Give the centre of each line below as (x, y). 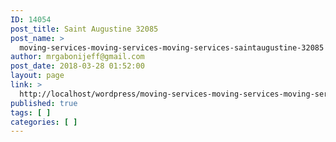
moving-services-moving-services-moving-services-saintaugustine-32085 (172, 47)
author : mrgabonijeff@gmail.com (77, 57)
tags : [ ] (31, 112)
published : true (44, 103)
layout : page (37, 76)
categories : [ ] (44, 122)
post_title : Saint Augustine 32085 (84, 29)
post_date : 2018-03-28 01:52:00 (77, 66)
